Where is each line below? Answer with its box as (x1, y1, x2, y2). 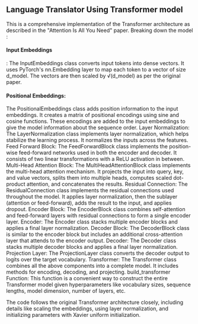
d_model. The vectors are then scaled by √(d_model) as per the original (6, 72, 181, 79)
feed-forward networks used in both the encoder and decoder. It (18, 149, 177, 156)
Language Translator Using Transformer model (6, 5, 183, 15)
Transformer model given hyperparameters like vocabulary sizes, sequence (6, 281, 191, 289)
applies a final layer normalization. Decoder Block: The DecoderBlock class (6, 225, 190, 232)
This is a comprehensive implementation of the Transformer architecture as (6, 20, 190, 27)
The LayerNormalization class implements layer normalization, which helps (6, 130, 189, 138)
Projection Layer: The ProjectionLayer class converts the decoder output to (6, 250, 190, 257)
